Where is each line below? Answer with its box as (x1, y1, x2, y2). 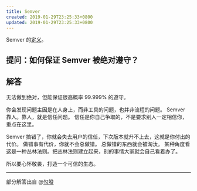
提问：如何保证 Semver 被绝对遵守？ (6, 55, 139, 65)
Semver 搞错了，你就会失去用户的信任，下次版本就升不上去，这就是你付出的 (6, 133, 191, 140)
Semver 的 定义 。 (6, 36, 47, 43)
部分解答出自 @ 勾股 (6, 178, 54, 185)
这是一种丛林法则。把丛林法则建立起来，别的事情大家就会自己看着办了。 (6, 148, 181, 155)
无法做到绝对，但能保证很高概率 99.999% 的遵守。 (6, 93, 129, 100)
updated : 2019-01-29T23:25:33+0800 (6, 19, 93, 25)
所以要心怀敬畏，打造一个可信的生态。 (6, 160, 98, 167)
